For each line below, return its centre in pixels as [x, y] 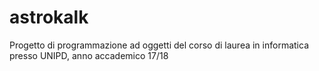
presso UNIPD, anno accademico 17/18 [89, 55]
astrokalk [49, 17]
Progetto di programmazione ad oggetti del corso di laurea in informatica [159, 45]
